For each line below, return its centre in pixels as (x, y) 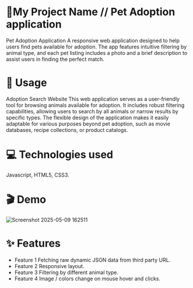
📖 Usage (27, 83)
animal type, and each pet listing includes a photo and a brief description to (97, 53)
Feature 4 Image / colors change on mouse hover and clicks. (87, 278)
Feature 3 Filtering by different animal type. (66, 272)
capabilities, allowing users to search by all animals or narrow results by (92, 111)
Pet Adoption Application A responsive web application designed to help (93, 40)
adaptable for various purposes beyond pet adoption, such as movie (88, 124)
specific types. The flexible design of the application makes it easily (87, 117)
